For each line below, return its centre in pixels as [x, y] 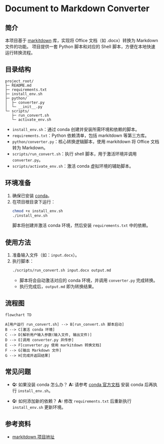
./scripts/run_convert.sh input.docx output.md [61, 270]
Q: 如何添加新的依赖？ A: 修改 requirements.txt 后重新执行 [72, 401]
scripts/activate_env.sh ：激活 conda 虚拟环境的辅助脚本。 [73, 166]
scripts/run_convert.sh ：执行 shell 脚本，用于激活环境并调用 [74, 154]
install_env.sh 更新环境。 [39, 407]
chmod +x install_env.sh [37, 211]
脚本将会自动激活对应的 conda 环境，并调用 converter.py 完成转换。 [89, 280]
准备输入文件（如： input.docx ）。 [46, 255]
